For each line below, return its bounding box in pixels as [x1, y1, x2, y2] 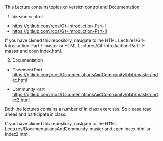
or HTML [59, 43, 77, 48]
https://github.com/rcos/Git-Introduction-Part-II [12, 28, 107, 34]
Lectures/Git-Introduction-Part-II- [78, 43, 145, 48]
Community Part [12, 87, 45, 92]
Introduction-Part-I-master [5, 43, 58, 48]
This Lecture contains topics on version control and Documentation [5, 4, 140, 10]
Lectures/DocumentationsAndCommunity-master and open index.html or [5, 126, 151, 132]
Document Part [12, 67, 43, 72]
